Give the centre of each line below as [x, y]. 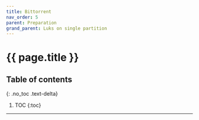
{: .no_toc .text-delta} [32, 94]
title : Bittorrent [29, 12]
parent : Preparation [32, 23]
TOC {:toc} [28, 105]
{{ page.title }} [43, 58]
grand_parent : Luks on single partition [57, 28]
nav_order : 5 [22, 17]
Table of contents [39, 79]
